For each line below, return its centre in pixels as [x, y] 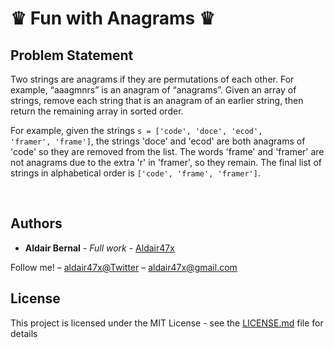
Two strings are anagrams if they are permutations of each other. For [152, 79]
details [24, 333]
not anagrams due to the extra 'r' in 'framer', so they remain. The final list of [166, 162]
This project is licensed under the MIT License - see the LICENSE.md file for [167, 323]
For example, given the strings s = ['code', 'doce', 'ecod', [136, 130]
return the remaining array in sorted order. [97, 111]
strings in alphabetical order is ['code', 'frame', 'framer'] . [135, 173]
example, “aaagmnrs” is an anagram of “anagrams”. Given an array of [153, 90]
